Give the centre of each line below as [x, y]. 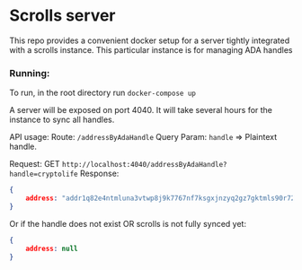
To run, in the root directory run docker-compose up [102, 93]
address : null [52, 248]
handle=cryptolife [44, 174]
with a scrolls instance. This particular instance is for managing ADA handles [151, 49]
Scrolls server [62, 16]
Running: [30, 73]
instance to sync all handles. [62, 120]
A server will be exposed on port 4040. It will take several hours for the [141, 110]
